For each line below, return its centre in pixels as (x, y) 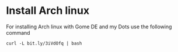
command (18, 32)
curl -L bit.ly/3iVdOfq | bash (44, 43)
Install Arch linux (48, 11)
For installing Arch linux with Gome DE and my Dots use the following (89, 27)
